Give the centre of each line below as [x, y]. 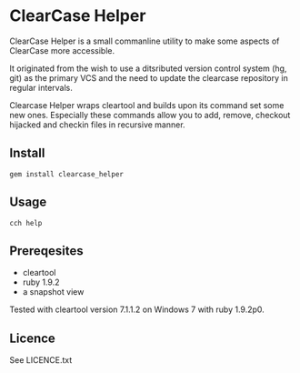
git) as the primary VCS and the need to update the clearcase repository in [149, 77]
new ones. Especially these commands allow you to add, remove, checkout [150, 115]
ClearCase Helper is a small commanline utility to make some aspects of [145, 41]
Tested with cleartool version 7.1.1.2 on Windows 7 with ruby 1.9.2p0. [137, 309]
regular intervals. [41, 87]
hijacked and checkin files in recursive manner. [97, 125]
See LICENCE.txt [41, 360]
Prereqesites [46, 251]
